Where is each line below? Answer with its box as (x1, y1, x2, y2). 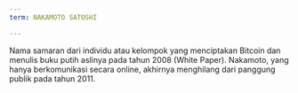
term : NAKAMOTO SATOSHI (9, 12, 98, 22)
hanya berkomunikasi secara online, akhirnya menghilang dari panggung (9, 64, 276, 74)
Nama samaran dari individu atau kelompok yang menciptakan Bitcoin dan (9, 45, 281, 56)
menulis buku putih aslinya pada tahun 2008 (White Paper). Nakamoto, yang (9, 54, 289, 65)
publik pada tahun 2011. (9, 73, 96, 84)
